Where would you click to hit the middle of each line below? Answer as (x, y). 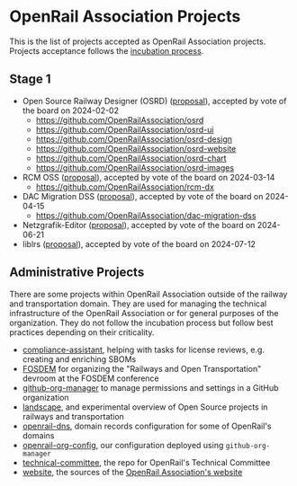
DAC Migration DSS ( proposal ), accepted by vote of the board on (143, 196)
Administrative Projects (77, 273)
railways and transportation (73, 416)
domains (38, 435)
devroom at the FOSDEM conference (90, 378)
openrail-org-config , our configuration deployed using (123, 445)
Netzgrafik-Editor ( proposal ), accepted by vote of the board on (139, 225)
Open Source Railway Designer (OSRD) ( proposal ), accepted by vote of (154, 101)
